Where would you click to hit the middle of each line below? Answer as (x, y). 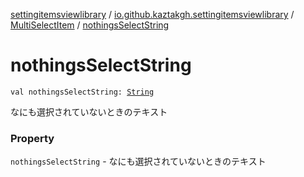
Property (32, 138)
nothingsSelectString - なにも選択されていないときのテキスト (138, 161)
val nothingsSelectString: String (82, 92)
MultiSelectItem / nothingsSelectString (90, 25)
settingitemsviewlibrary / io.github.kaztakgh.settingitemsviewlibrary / (152, 14)
